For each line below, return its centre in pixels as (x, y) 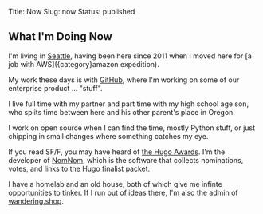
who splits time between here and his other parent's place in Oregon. (122, 112)
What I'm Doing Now (61, 36)
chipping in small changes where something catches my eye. (108, 136)
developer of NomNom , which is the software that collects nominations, (126, 160)
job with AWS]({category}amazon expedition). (84, 64)
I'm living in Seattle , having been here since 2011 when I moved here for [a (130, 56)
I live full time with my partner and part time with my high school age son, (129, 104)
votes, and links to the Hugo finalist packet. (79, 168)
